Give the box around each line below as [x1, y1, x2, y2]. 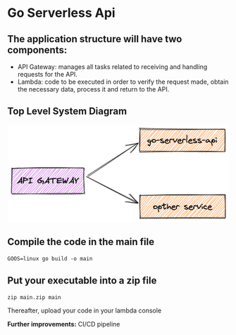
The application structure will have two [7, 33, 182, 45]
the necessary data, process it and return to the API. [17, 85, 170, 93]
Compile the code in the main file [7, 236, 155, 248]
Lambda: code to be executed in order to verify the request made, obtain [17, 77, 229, 86]
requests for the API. [17, 70, 77, 78]
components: [7, 44, 68, 56]
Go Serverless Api [7, 5, 116, 21]
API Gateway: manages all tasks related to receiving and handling [17, 63, 208, 71]
